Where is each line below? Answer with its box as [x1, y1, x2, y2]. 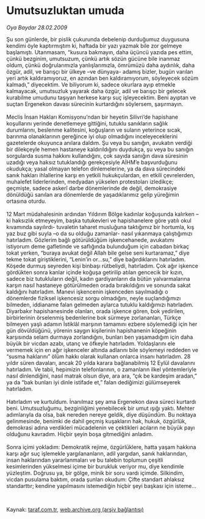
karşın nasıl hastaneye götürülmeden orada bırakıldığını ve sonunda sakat [6, 281, 191, 289]
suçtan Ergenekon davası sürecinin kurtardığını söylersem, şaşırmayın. [6, 100, 184, 107]
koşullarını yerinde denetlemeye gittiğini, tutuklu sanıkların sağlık [6, 119, 168, 127]
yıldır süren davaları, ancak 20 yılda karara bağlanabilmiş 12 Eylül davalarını [6, 359, 195, 366]
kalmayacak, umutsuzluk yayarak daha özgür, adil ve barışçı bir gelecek [6, 87, 187, 94]
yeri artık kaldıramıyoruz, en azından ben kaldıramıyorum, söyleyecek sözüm [6, 74, 199, 82]
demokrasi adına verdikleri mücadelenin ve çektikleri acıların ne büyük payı [6, 424, 195, 431]
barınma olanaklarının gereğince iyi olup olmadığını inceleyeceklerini [6, 132, 178, 140]
